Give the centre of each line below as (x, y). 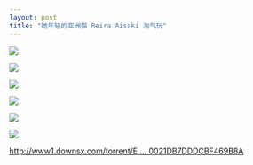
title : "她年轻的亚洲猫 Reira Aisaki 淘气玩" (88, 26)
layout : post (33, 17)
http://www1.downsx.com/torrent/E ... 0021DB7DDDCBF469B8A (126, 151)
